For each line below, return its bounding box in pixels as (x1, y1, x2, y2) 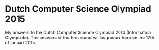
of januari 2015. (5, 39, 36, 45)
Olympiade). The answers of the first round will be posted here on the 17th (5, 35, 155, 40)
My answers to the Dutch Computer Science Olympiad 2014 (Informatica (5, 29, 151, 35)
